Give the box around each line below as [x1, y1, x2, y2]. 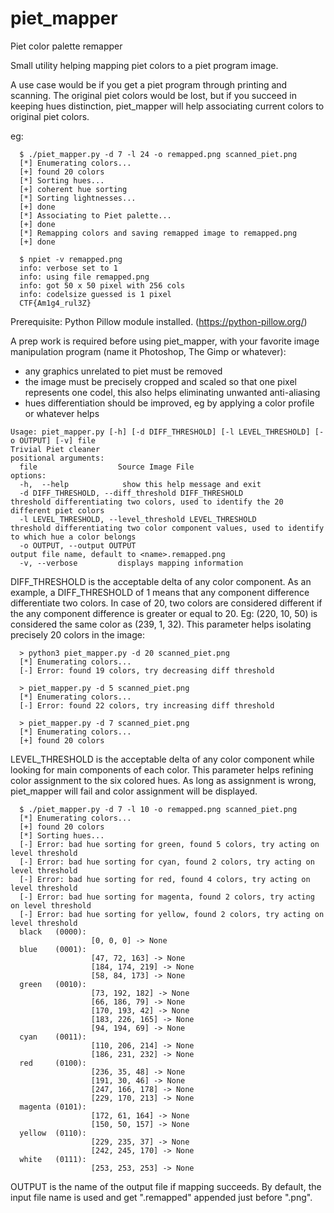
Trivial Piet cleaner [10, 444, 101, 454]
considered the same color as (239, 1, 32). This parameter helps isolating [10, 618, 312, 630]
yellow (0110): [19, 1128, 87, 1138]
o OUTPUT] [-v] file [10, 435, 97, 446]
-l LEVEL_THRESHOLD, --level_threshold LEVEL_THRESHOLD [19, 514, 257, 524]
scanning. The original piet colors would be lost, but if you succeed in [10, 89, 298, 101]
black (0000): [19, 927, 87, 937]
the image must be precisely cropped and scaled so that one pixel [24, 375, 297, 387]
